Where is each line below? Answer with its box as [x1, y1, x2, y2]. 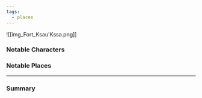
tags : [6, 8, 20, 15]
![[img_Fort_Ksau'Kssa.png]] [6, 30, 77, 38]
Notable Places [6, 62, 52, 70]
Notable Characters [6, 45, 65, 54]
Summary [6, 84, 36, 93]
